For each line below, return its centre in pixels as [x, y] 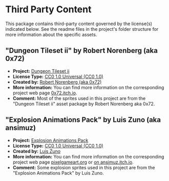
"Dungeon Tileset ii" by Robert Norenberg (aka [81, 51]
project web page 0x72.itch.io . [45, 93]
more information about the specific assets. [51, 34]
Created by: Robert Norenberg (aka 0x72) [57, 82]
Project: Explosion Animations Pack [50, 140]
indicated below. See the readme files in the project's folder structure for [82, 29]
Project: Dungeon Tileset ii [41, 71]
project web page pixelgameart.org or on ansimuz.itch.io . [73, 162]
